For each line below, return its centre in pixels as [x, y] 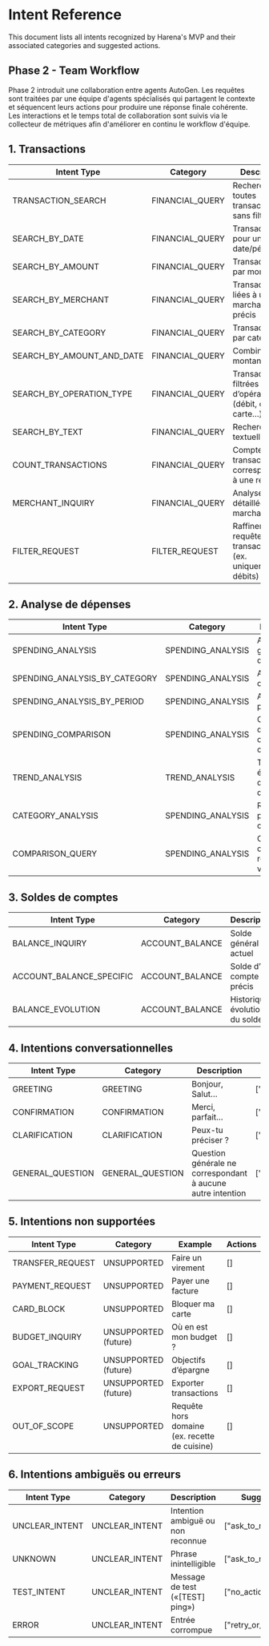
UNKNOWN [34, 1559]
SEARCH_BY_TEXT [48, 432]
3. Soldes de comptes [63, 897]
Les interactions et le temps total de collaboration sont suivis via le [118, 115]
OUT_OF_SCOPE [43, 1426]
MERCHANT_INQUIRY [53, 502]
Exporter [188, 1382]
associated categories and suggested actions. [84, 45]
